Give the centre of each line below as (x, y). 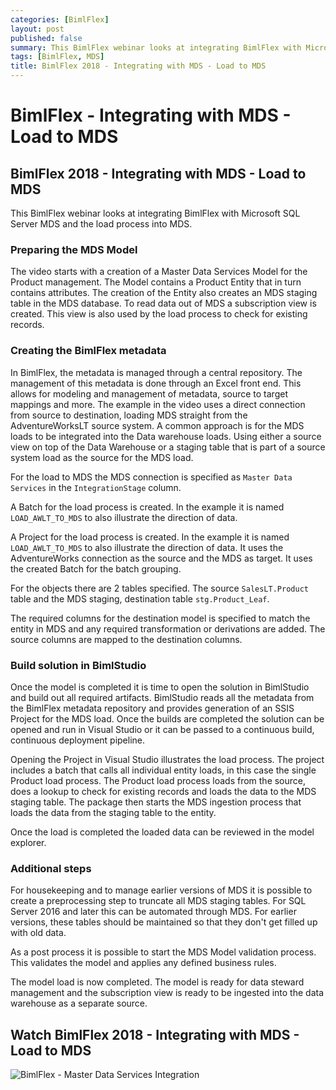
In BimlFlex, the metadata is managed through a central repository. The (156, 372)
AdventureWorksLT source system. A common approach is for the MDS (157, 425)
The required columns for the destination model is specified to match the (160, 618)
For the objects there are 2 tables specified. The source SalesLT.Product (159, 588)
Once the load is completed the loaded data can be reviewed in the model (162, 832)
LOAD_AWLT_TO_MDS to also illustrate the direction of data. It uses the (147, 547)
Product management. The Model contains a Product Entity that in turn (156, 282)
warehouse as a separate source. (79, 1003)
